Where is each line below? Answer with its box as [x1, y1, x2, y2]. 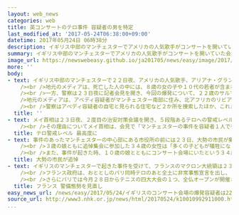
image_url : [7, 57, 40, 64]
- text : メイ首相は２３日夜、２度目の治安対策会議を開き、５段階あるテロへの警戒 [7, 116, 218, 123]
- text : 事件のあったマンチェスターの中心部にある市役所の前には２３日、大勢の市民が [7, 136, 229, 143]
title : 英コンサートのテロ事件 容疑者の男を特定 [7, 23, 134, 31]
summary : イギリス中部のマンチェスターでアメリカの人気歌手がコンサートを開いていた [7, 51, 226, 58]
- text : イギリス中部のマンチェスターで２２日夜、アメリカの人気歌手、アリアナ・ [7, 76, 218, 84]
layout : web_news [7, 10, 59, 18]
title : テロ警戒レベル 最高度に [14, 130, 98, 137]
